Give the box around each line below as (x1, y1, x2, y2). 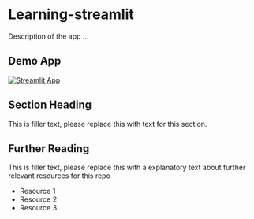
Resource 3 (19, 203, 58, 213)
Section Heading (8, 98, 92, 112)
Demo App (8, 54, 62, 68)
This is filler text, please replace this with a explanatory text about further (8, 163, 246, 173)
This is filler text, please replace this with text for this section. (8, 119, 207, 128)
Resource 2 (19, 195, 58, 204)
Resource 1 (19, 187, 56, 196)
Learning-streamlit (8, 6, 134, 24)
